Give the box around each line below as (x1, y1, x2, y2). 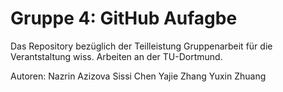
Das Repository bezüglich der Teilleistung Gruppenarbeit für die (10, 40, 273, 52)
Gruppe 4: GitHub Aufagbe (10, 7, 238, 30)
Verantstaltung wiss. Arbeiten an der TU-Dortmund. (10, 50, 223, 62)
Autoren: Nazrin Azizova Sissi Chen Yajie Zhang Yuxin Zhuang (10, 70, 267, 82)
